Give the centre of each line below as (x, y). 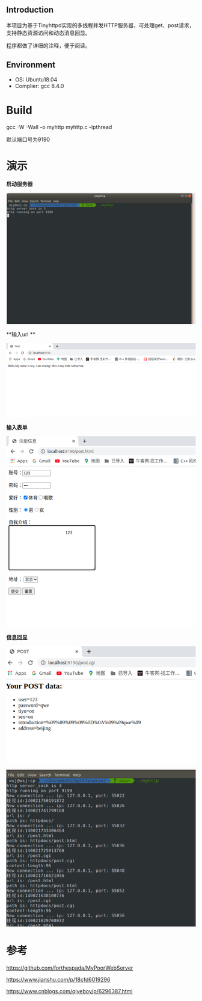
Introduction (30, 10)
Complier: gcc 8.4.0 (39, 86)
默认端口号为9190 (28, 139)
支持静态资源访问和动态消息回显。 (48, 33)
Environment (31, 65)
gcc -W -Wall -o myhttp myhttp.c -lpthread (59, 127)
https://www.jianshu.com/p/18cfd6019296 (58, 979)
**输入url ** (21, 334)
